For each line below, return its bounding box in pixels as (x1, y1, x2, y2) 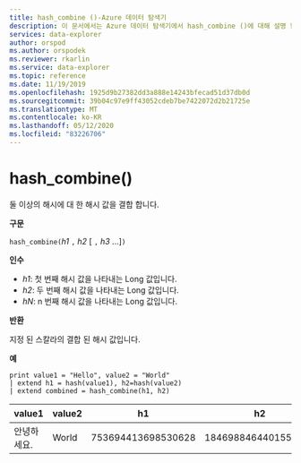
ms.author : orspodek (9, 47, 87, 56)
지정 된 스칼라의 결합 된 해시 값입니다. (9, 333, 141, 345)
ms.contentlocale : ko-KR (9, 113, 102, 122)
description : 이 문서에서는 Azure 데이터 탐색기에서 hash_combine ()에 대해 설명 (9, 21, 287, 30)
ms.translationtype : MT (9, 105, 99, 114)
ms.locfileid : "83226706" (9, 130, 106, 139)
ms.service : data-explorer (9, 64, 110, 73)
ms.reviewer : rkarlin (9, 55, 90, 64)
